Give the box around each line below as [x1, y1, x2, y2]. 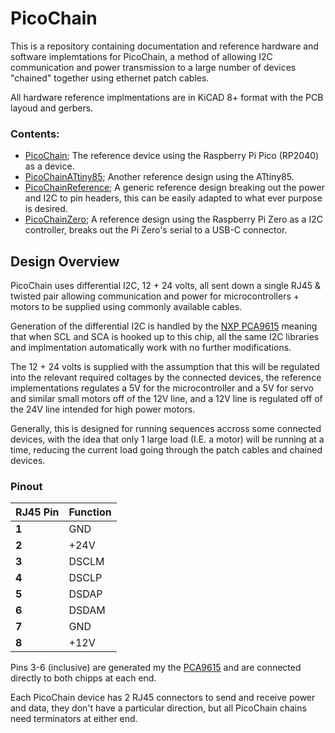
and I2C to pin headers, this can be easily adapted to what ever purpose [24, 192, 323, 204]
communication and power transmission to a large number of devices [10, 61, 297, 73]
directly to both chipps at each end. [10, 672, 157, 684]
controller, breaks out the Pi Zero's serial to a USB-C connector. [24, 224, 288, 236]
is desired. [24, 203, 68, 215]
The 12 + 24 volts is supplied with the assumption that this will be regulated [10, 361, 320, 373]
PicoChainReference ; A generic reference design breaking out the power [24, 182, 325, 194]
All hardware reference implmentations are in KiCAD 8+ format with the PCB [10, 91, 324, 103]
